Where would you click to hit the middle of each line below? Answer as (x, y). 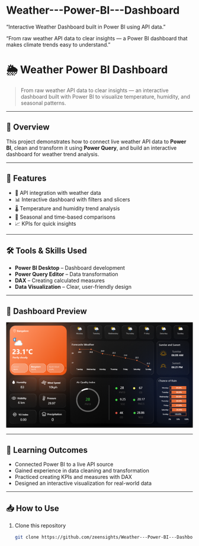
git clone (27, 537)
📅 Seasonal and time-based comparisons (65, 217)
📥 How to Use (33, 508)
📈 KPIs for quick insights (45, 223)
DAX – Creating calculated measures (60, 280)
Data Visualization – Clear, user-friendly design (73, 287)
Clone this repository (40, 526)
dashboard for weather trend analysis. (53, 154)
